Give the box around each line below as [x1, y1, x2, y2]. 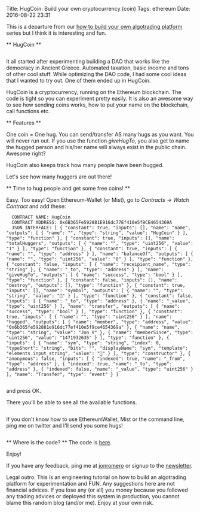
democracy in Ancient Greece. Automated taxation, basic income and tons [6, 64, 189, 71]
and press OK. [6, 387, 42, 394]
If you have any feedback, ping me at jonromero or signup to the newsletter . [6, 462, 193, 469]
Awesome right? [6, 150, 46, 157]
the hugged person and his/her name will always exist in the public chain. [6, 144, 187, 150]
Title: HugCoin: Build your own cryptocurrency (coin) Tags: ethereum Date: [6, 5, 190, 12]
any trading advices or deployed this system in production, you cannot [6, 493, 180, 499]
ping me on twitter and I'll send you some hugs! [6, 422, 124, 429]
